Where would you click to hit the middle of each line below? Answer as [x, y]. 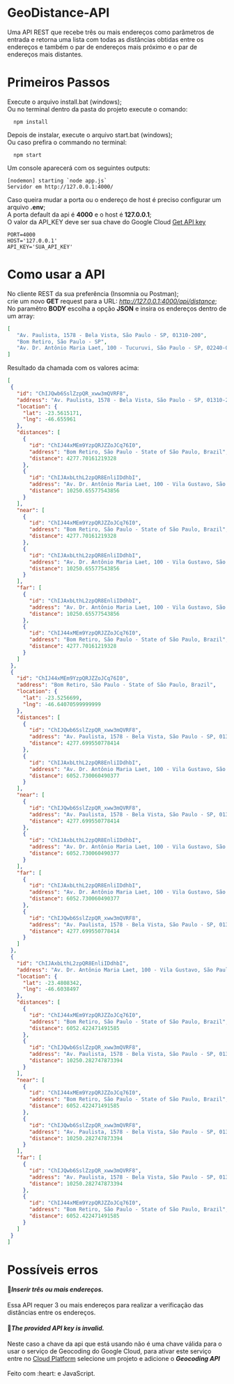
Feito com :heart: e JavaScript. [51, 1374]
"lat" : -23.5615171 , [52, 413]
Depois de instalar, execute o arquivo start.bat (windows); [90, 134]
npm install [31, 122]
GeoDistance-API [58, 13]
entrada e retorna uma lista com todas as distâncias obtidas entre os [106, 39]
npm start [28, 155]
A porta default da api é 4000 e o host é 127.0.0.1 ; [79, 215]
